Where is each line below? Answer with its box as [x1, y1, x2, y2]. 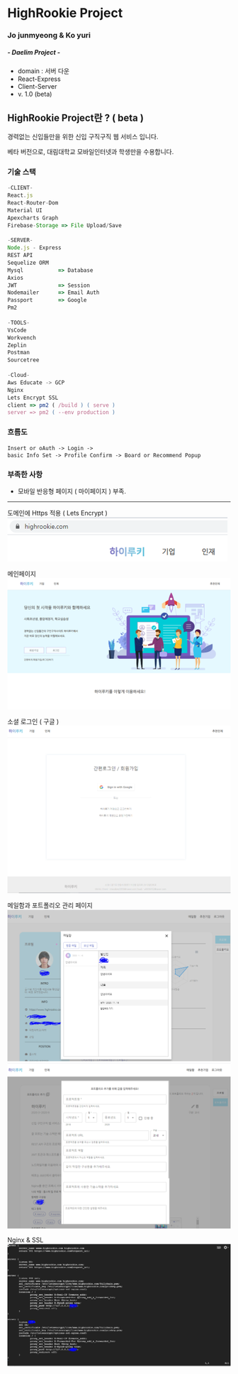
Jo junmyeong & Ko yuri [7, 31, 91, 40]
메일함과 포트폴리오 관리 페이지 [7, 901, 93, 910]
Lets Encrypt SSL [7, 394, 59, 401]
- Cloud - [7, 371, 30, 379]
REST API [7, 252, 33, 259]
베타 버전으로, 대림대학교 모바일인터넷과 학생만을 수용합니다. [7, 147, 174, 156]
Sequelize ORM [7, 259, 50, 266]
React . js [7, 192, 33, 200]
